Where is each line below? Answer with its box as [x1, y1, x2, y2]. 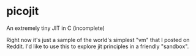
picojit [6, 4, 39, 18]
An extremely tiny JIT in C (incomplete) [6, 24, 105, 32]
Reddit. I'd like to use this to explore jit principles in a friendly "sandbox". [6, 43, 189, 50]
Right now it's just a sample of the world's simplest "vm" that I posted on [6, 36, 190, 43]
